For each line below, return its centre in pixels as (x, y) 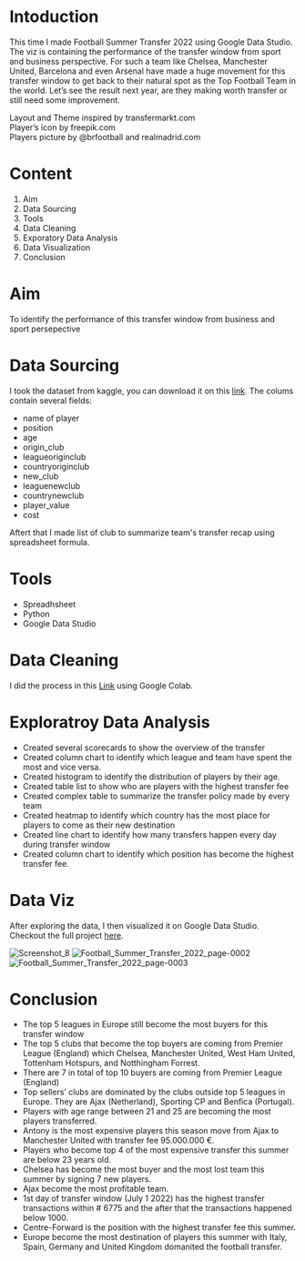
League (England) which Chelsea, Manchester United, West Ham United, (159, 1053)
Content (41, 174)
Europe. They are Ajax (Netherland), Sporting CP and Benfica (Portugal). (158, 1102)
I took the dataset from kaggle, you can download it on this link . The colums (152, 391)
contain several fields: (51, 400)
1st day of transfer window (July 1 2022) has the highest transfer (144, 1198)
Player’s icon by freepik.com (63, 127)
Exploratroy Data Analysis (110, 722)
